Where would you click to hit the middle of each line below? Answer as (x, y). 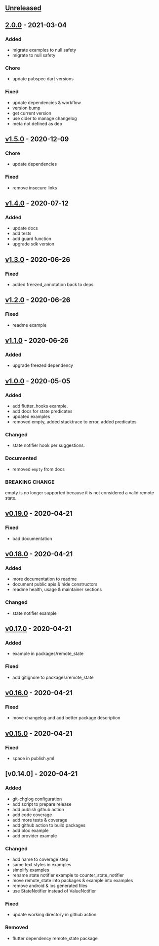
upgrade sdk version (33, 244)
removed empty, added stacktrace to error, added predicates (74, 422)
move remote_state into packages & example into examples (73, 880)
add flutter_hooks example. (40, 406)
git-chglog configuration (37, 799)
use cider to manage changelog (45, 118)
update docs (25, 228)
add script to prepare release (42, 804)
